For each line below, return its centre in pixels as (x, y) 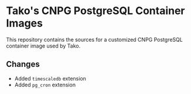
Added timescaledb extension (50, 78)
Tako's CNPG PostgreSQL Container (95, 11)
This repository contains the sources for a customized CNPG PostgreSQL (94, 39)
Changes (23, 64)
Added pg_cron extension (45, 85)
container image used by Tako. (43, 46)
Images (24, 23)
